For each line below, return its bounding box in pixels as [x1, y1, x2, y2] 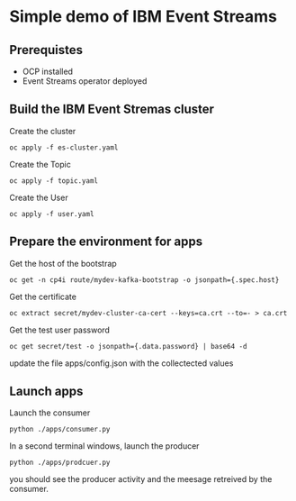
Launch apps [9, 384, 84, 399]
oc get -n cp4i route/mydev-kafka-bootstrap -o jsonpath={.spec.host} [9, 275, 280, 285]
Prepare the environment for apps [9, 234, 203, 250]
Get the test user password [9, 324, 111, 335]
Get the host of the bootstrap [9, 258, 117, 269]
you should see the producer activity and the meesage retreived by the [9, 474, 273, 485]
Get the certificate [9, 291, 76, 302]
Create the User [9, 192, 69, 203]
